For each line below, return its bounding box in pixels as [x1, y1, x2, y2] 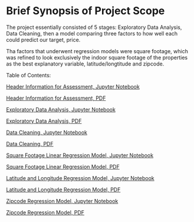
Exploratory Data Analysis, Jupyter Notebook [6, 106, 116, 113]
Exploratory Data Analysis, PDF [6, 117, 82, 125]
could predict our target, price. [6, 36, 81, 43]
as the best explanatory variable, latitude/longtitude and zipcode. [6, 60, 165, 67]
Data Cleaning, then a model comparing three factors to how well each [6, 30, 178, 37]
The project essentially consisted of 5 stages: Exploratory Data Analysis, [6, 24, 182, 31]
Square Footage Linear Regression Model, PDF [6, 163, 120, 170]
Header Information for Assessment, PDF [6, 94, 106, 102]
